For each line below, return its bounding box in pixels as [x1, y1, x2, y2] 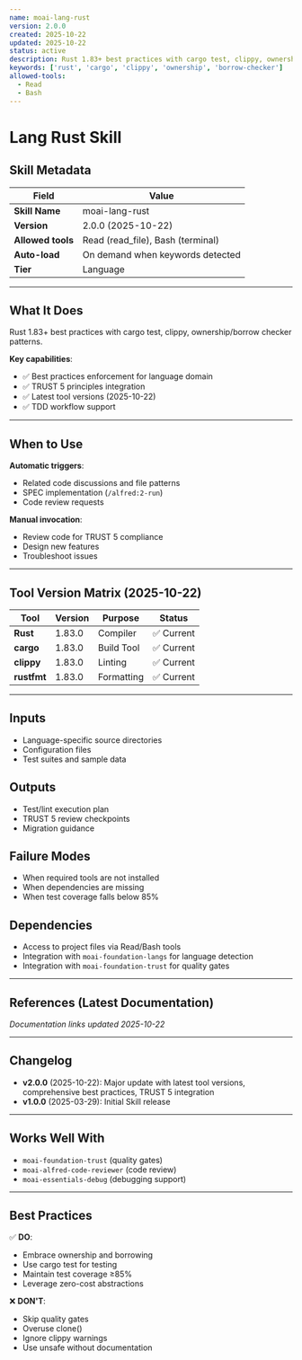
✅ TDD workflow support [22, 402, 116, 412]
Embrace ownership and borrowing [22, 1250, 154, 1260]
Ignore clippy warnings [22, 1333, 108, 1344]
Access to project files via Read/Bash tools [22, 941, 182, 952]
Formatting [97, 670, 144, 683]
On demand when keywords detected [82, 248, 241, 261]
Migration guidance [22, 823, 95, 834]
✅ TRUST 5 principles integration [22, 381, 146, 392]
